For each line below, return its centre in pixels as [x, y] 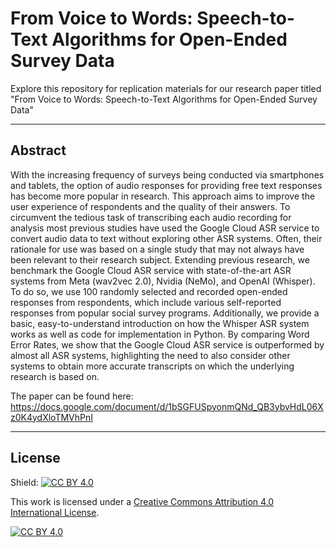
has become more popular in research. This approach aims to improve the [163, 196]
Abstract [38, 150]
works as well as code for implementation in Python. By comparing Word [160, 334]
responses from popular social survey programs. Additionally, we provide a [165, 313]
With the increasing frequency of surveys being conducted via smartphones [167, 174]
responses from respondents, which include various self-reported [146, 302]
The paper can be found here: [72, 396]
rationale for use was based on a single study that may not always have [157, 249]
